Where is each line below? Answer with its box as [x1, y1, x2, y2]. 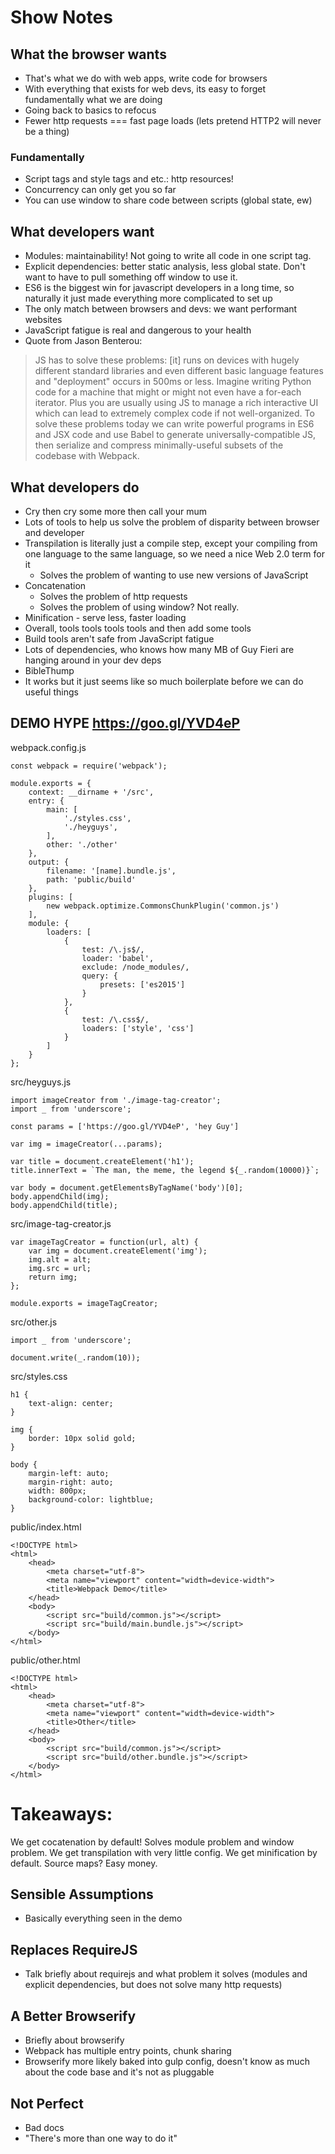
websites [24, 314, 63, 326]
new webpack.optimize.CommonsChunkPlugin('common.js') [46, 901, 280, 911]
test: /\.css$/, [81, 1014, 150, 1025]
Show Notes [10, 6, 113, 29]
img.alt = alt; [28, 1254, 92, 1265]
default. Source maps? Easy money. [10, 1857, 158, 1869]
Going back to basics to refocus [24, 104, 157, 116]
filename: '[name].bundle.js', [46, 866, 177, 876]
